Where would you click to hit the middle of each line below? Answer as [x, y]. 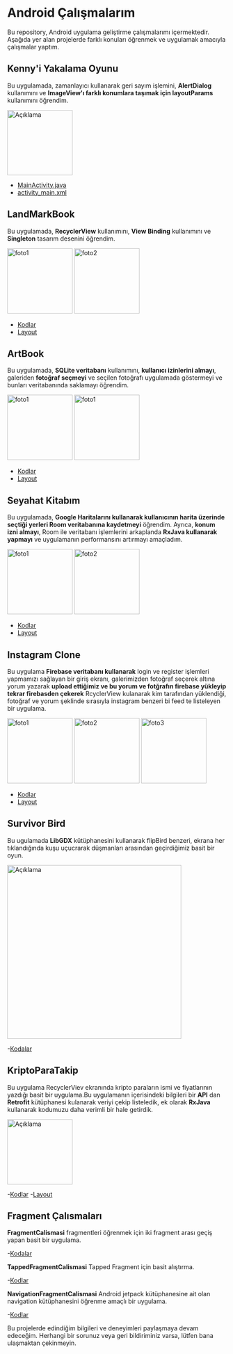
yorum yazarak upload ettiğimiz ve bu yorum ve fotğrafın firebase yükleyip [117, 686]
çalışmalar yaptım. [33, 47]
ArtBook [26, 354]
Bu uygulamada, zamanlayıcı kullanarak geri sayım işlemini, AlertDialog [110, 86]
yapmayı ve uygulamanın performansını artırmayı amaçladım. [95, 540]
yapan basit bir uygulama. [44, 1240]
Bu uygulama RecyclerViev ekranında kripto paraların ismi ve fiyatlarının [110, 1087]
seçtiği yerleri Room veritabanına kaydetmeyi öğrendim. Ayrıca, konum [111, 525]
